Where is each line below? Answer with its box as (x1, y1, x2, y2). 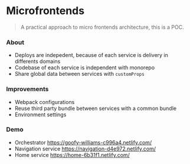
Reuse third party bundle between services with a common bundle (14, 105, 177, 112)
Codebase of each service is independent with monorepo (14, 64, 155, 71)
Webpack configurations (14, 98, 75, 105)
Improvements (6, 85, 49, 93)
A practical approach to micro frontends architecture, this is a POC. (20, 24, 184, 31)
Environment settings (14, 111, 67, 118)
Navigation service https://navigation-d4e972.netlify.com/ (14, 145, 156, 152)
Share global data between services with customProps (14, 71, 145, 78)
